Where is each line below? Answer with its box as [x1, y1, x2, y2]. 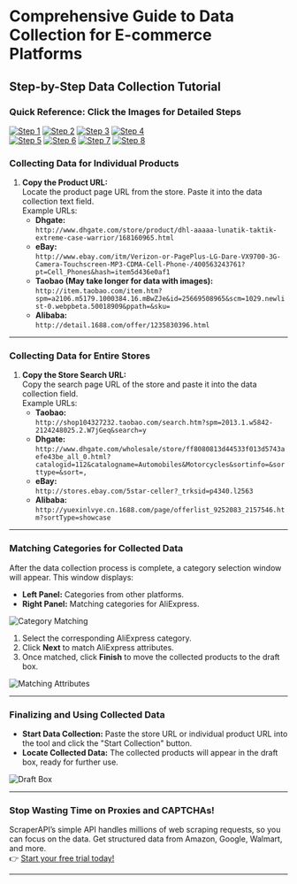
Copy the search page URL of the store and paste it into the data [21, 379, 258, 390]
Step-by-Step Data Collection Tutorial [9, 79, 221, 94]
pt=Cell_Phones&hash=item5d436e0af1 [34, 268, 171, 277]
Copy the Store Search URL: [21, 370, 126, 381]
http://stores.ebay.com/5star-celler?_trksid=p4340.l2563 [34, 487, 254, 496]
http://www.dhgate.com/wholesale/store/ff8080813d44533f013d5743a [34, 445, 286, 454]
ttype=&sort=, [34, 468, 88, 477]
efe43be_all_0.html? [34, 453, 111, 462]
